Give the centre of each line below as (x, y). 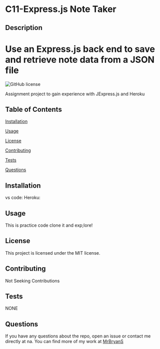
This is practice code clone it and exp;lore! (49, 225)
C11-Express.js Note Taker (61, 9)
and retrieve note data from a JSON (80, 60)
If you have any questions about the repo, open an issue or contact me (78, 336)
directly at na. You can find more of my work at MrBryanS (64, 342)
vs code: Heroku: (23, 198)
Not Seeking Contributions (32, 281)
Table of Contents (34, 109)
